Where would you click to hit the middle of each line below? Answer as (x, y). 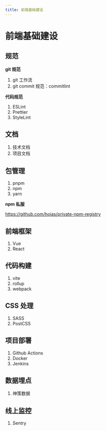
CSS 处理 (19, 306)
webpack (22, 289)
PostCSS (21, 323)
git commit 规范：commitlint (41, 86)
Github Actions (28, 353)
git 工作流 (22, 80)
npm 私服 (15, 204)
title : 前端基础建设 (24, 10)
